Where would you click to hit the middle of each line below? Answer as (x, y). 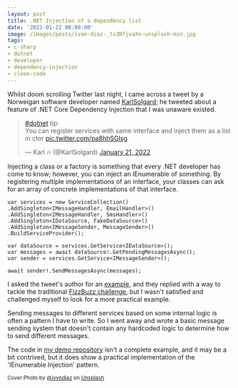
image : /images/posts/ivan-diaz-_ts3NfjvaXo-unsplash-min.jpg (102, 34)
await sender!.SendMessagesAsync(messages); (74, 271)
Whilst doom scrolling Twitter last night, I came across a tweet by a (106, 94)
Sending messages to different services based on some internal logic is (112, 313)
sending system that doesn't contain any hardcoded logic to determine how (118, 328)
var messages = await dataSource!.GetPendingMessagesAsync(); (102, 252)
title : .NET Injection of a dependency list (74, 21)
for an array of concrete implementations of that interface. (93, 189)
